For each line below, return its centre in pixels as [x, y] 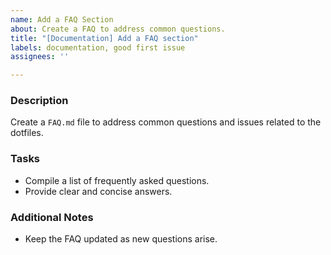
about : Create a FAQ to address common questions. [118, 29]
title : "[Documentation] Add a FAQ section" [104, 38]
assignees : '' [40, 57]
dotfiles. [27, 133]
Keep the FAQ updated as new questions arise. [121, 239]
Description [39, 101]
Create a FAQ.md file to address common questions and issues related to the [166, 122]
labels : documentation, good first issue [98, 47]
